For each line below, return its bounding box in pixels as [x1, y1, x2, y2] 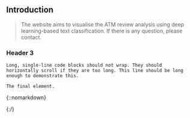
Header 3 [6, 48, 34, 57]
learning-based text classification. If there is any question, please [20, 27, 183, 34]
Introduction [6, 5, 54, 15]
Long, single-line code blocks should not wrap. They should [6, 63, 162, 69]
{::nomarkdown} [6, 94, 47, 101]
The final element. [6, 84, 55, 90]
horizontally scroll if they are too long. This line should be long [6, 67, 184, 74]
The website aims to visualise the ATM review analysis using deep [20, 20, 185, 28]
